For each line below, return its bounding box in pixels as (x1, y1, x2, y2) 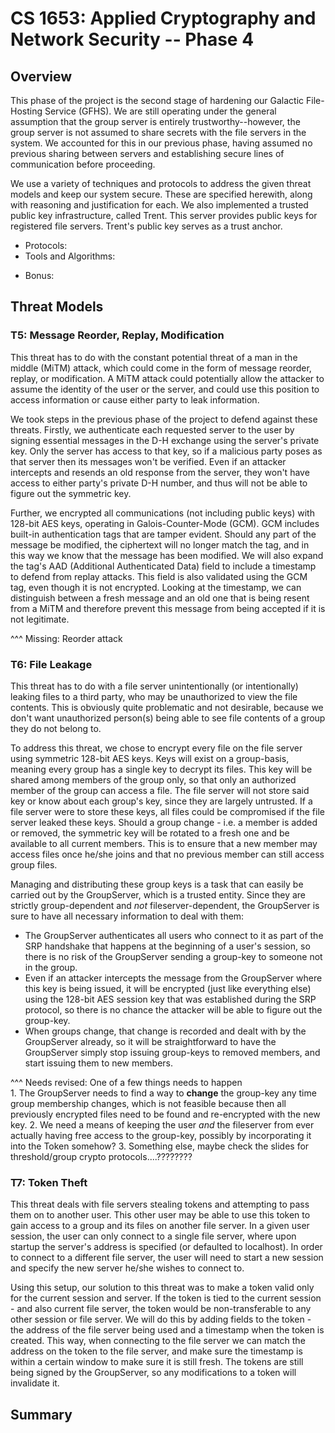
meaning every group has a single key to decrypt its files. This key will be (10, 763, 313, 775)
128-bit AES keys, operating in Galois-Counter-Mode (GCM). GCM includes (10, 517, 320, 529)
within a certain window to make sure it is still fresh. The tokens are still (10, 1356, 304, 1368)
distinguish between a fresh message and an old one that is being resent (10, 592, 310, 604)
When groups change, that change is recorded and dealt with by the (24, 1025, 307, 1037)
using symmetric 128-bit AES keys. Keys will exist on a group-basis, (10, 752, 290, 764)
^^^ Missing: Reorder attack (10, 632, 123, 644)
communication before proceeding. (10, 158, 156, 170)
